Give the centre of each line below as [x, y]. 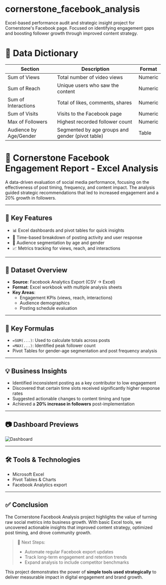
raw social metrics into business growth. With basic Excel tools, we [73, 522]
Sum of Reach [24, 88]
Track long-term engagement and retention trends [76, 557]
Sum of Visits [23, 114]
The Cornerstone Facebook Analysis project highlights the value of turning [81, 517]
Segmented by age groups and [93, 129]
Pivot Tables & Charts [34, 479]
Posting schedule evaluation [48, 308]
